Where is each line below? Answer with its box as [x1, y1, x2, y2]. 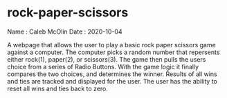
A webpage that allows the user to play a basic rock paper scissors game [7, 40, 216, 49]
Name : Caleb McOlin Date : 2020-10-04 [7, 27, 122, 36]
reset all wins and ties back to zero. [7, 84, 109, 93]
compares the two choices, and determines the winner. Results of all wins [7, 70, 217, 78]
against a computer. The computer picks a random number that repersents [7, 48, 220, 56]
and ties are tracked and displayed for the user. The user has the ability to [7, 77, 218, 85]
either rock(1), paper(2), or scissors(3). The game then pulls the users [7, 55, 206, 63]
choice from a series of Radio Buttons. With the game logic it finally [7, 62, 199, 71]
